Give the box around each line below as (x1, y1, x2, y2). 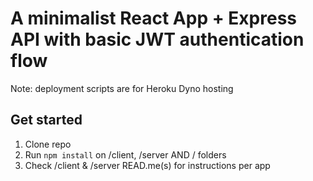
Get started (10, 112, 83, 129)
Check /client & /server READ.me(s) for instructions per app (24, 159, 271, 171)
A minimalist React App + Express (10, 7, 297, 30)
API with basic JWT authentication (10, 28, 305, 51)
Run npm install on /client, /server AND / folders (24, 148, 227, 161)
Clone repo (24, 138, 72, 150)
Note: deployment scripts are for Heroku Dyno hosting (10, 82, 234, 94)
